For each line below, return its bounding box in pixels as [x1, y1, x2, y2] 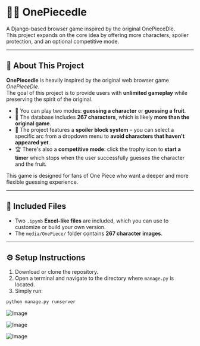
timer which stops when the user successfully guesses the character [14, 154, 185, 161]
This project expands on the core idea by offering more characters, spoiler [6, 31, 189, 38]
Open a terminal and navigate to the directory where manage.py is [14, 274, 174, 282]
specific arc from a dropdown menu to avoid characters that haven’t [14, 132, 185, 140]
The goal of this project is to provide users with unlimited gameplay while [6, 89, 187, 96]
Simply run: [14, 288, 43, 295]
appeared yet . [14, 138, 51, 146]
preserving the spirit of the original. [6, 95, 93, 103]
